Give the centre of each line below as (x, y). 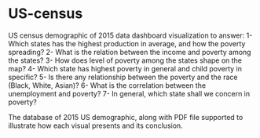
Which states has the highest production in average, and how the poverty (127, 43)
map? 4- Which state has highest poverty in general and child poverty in (125, 68)
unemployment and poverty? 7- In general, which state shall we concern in (129, 93)
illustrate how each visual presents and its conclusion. (95, 125)
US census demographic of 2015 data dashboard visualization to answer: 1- (130, 35)
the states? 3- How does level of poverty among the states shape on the (125, 60)
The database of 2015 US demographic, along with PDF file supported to (126, 117)
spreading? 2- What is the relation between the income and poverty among (130, 52)
